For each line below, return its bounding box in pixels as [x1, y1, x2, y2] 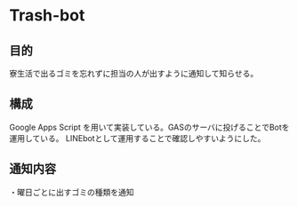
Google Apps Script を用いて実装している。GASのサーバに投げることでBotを [9, 122, 290, 132]
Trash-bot [9, 5, 85, 26]
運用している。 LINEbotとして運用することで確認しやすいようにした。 [9, 132, 266, 143]
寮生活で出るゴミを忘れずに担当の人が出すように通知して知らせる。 [9, 68, 259, 78]
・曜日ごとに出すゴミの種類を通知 [9, 186, 134, 197]
